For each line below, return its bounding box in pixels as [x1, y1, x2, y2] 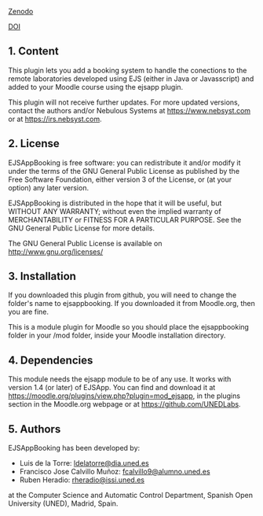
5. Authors [8, 422, 61, 436]
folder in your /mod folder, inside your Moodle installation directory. [8, 330, 226, 341]
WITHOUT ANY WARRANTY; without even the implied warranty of [8, 206, 221, 216]
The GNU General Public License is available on [8, 238, 163, 248]
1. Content [8, 45, 59, 58]
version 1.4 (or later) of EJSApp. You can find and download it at [8, 383, 216, 393]
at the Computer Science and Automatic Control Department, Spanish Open [8, 491, 254, 500]
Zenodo [8, 7, 34, 16]
